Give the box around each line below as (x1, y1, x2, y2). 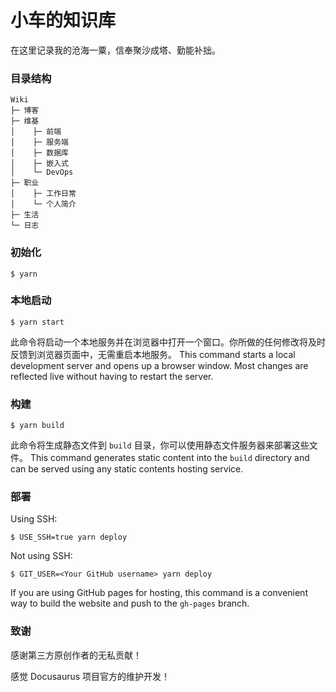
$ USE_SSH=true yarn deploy (10, 532, 128, 543)
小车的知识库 (10, 9, 117, 32)
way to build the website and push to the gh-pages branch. (10, 597, 250, 610)
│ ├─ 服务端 (10, 137, 69, 148)
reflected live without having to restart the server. (10, 370, 214, 382)
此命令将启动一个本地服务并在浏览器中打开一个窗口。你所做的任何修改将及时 (10, 336, 326, 348)
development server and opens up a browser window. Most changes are (10, 359, 309, 371)
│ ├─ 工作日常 (10, 189, 77, 199)
